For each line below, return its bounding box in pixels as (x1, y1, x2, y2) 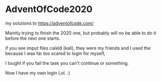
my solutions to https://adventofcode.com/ (5, 20, 94, 26)
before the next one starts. (5, 35, 60, 41)
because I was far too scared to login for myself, (5, 50, 106, 56)
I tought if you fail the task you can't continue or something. (5, 60, 129, 66)
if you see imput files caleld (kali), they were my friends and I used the (5, 45, 151, 51)
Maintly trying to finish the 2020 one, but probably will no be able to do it (5, 30, 156, 36)
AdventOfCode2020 (5, 4, 93, 15)
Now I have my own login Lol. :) (5, 69, 70, 76)
